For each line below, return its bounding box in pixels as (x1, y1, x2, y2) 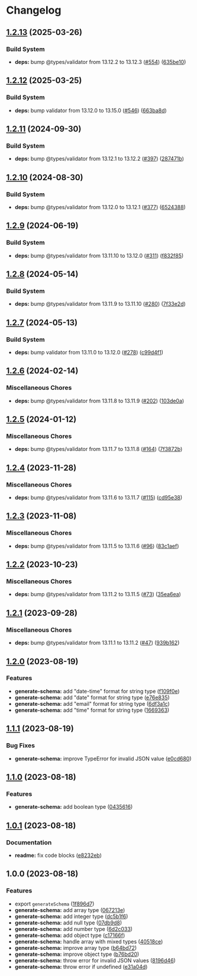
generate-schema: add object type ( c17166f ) (14, 932, 125, 939)
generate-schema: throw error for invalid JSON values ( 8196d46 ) (14, 956, 176, 964)
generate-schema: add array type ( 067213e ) (14, 906, 125, 913)
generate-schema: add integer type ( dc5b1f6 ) (14, 913, 128, 920)
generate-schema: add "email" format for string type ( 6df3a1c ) (14, 700, 170, 707)
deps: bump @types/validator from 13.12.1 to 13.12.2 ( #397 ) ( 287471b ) (14, 155, 185, 162)
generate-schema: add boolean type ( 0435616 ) (14, 804, 133, 811)
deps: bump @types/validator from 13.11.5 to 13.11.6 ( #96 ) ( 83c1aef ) (14, 542, 179, 549)
